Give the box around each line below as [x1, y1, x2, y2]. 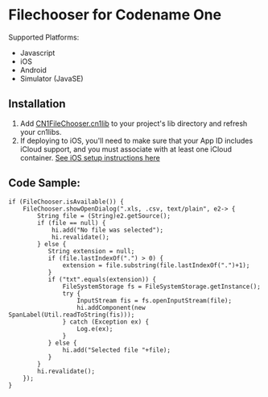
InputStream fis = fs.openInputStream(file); [76, 296, 232, 304]
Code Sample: [8, 176, 80, 190]
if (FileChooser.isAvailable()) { [8, 198, 125, 206]
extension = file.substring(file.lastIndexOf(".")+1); [62, 261, 250, 270]
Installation [8, 97, 66, 111]
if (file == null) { [37, 219, 106, 227]
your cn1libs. [19, 127, 62, 136]
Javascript [19, 48, 56, 57]
